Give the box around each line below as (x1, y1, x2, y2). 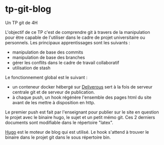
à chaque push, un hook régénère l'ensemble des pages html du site (12, 94, 152, 100)
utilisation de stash (12, 65, 51, 71)
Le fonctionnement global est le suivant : (5, 74, 88, 80)
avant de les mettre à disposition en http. (12, 99, 96, 105)
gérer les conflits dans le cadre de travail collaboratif (12, 59, 120, 65)
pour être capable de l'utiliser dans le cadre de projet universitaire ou (5, 34, 145, 40)
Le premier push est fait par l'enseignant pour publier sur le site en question (5, 109, 159, 115)
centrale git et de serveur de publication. (12, 89, 95, 95)
